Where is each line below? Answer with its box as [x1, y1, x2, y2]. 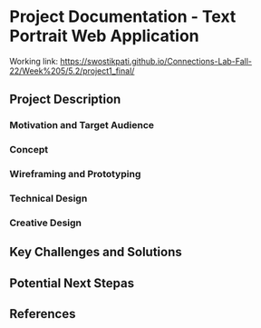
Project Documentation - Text [9, 6, 237, 27]
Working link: [9, 55, 59, 66]
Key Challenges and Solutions [9, 244, 183, 260]
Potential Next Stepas [9, 275, 134, 291]
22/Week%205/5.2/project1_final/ [9, 65, 135, 76]
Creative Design [9, 216, 82, 229]
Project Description [9, 92, 121, 107]
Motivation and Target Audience [9, 119, 155, 132]
